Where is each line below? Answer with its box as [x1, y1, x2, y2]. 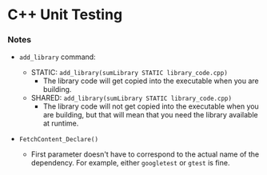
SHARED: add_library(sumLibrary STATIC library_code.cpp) [30, 93, 233, 103]
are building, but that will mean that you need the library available [42, 110, 258, 120]
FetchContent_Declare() [18, 136, 99, 144]
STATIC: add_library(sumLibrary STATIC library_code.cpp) [30, 68, 229, 78]
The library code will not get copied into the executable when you [42, 101, 259, 111]
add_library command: [18, 52, 97, 62]
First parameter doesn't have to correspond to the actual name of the [30, 149, 260, 159]
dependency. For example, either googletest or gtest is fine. [30, 158, 230, 168]
